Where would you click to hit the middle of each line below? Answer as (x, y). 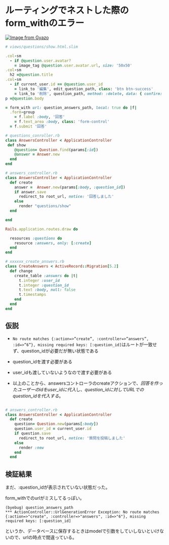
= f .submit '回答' (28, 127)
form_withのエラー (45, 23)
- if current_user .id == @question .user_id (56, 84)
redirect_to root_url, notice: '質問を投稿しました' (72, 438)
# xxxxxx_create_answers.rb (35, 262)
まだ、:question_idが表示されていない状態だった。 (58, 487)
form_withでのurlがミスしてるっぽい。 (45, 498)
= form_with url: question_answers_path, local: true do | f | (71, 108)
